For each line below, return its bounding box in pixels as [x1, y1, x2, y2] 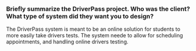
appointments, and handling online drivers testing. [6, 38, 128, 46]
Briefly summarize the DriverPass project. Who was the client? [6, 5, 191, 13]
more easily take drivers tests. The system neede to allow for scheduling [6, 32, 184, 39]
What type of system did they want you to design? [6, 12, 154, 20]
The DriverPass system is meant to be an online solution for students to [6, 26, 181, 33]
